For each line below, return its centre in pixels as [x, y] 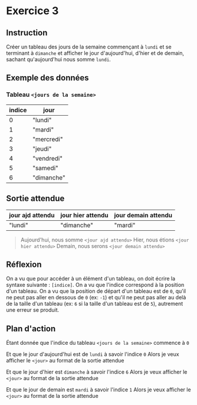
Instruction [27, 33]
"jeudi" [42, 149]
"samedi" [45, 168]
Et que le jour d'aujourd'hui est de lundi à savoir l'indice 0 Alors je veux [93, 354]
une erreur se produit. [33, 310]
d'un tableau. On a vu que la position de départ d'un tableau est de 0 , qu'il [96, 291]
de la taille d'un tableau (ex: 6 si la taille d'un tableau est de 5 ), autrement [95, 304]
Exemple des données [48, 78]
